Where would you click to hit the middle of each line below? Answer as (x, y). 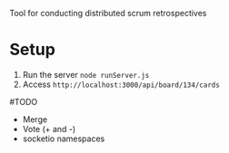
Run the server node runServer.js (86, 74)
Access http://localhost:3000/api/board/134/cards (121, 84)
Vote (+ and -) (49, 129)
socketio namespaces (64, 139)
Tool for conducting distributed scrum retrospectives (108, 13)
